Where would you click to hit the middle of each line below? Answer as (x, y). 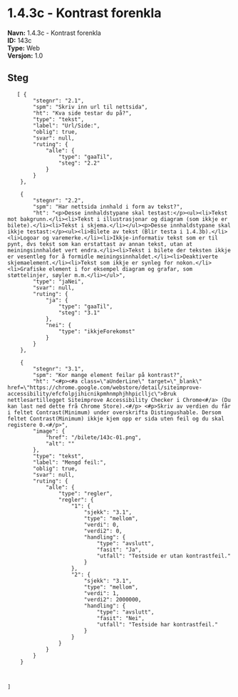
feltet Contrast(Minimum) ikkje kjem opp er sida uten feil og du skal (116, 418)
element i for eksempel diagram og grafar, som (121, 269)
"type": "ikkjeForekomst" (97, 331)
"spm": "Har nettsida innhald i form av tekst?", (108, 207)
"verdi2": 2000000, (113, 599)
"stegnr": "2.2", (58, 200)
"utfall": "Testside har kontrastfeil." (157, 624)
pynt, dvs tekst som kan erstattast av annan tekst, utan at (100, 244)
